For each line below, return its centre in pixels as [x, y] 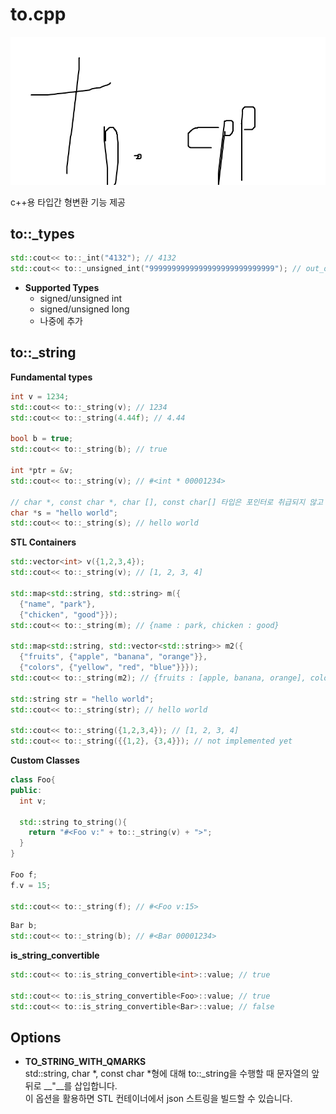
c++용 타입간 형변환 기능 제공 [68, 202]
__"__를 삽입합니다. [80, 1086]
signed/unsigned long [84, 309]
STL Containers [43, 542]
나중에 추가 [61, 321]
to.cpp [38, 14]
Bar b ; [24, 926]
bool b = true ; [42, 439]
